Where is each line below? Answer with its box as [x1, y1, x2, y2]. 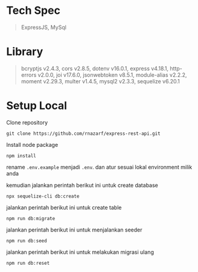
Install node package [6, 141, 59, 148]
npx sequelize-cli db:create [6, 193, 80, 199]
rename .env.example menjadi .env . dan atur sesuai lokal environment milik [6, 163, 193, 170]
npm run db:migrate [6, 215, 56, 221]
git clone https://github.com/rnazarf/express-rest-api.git [6, 131, 161, 137]
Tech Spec [6, 4, 60, 18]
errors [21, 71, 37, 79]
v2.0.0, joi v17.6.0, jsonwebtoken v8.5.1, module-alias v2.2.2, [37, 71, 187, 79]
